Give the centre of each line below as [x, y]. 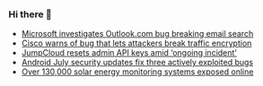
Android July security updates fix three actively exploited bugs [137, 63]
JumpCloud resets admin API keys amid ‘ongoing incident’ [129, 53]
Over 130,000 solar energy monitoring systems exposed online [137, 72]
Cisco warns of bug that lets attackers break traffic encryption [136, 43]
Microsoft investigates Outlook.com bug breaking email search [137, 34]
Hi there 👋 [31, 14]
